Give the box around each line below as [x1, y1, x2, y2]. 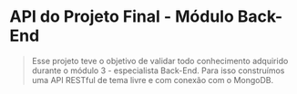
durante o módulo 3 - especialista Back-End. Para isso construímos [31, 65, 285, 76]
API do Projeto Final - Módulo [9, 6, 234, 27]
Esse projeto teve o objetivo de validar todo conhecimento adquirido [31, 55, 289, 66]
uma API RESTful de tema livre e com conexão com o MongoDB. [31, 74, 274, 85]
